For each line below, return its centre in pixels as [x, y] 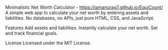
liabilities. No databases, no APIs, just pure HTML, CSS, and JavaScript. [80, 18]
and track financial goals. [32, 33]
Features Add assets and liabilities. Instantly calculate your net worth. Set [81, 28]
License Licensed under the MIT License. [48, 43]
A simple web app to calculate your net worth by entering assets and [77, 13]
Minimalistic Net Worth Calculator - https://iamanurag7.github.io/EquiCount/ [84, 7]
